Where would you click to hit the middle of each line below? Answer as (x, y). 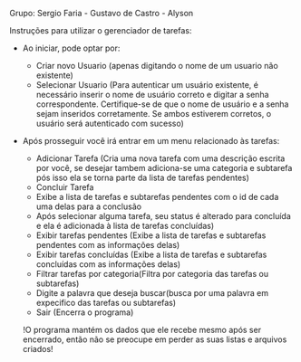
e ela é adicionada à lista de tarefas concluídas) (125, 226)
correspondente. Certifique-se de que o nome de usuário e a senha (162, 104)
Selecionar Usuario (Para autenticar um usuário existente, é (147, 85)
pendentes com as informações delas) (108, 245)
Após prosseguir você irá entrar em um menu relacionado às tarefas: (151, 141)
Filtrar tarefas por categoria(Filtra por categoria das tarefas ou (152, 274)
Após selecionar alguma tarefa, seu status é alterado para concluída (164, 216)
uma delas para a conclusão (89, 206)
